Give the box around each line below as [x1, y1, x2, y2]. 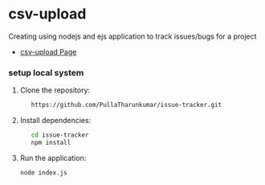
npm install [31, 138, 71, 146]
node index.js [19, 168, 67, 177]
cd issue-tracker [31, 131, 89, 139]
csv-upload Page [19, 47, 77, 56]
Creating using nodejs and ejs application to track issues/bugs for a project [8, 31, 257, 41]
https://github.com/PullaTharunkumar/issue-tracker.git [31, 101, 222, 109]
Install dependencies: [19, 116, 92, 125]
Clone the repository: [19, 85, 91, 95]
